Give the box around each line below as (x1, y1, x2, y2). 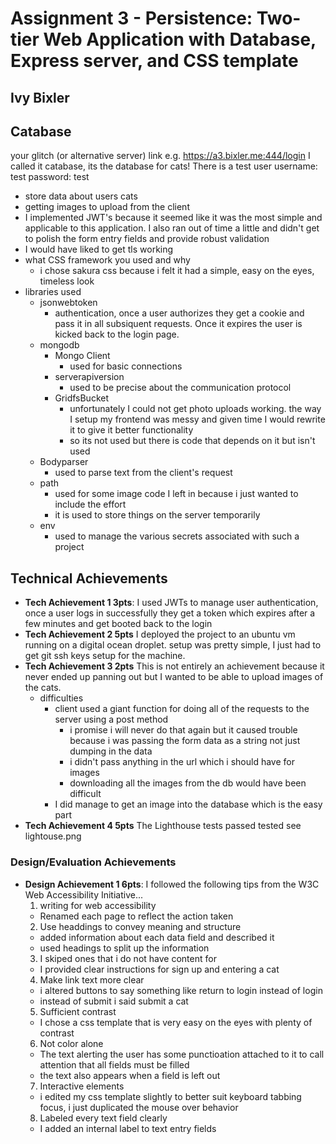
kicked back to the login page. (54, 328, 180, 341)
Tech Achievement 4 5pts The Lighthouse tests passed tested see (24, 820, 302, 832)
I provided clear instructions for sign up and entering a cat (39, 963, 280, 975)
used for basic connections (69, 360, 183, 372)
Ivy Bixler (10, 89, 70, 106)
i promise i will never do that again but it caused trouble (69, 724, 298, 736)
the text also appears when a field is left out (39, 1069, 221, 1081)
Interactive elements (39, 1080, 125, 1092)
